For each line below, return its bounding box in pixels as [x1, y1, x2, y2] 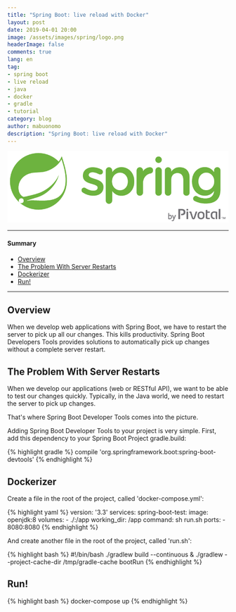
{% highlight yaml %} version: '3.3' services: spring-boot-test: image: [7, 508, 209, 517]
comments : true [7, 49, 52, 56]
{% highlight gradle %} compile [7, 448, 98, 456]
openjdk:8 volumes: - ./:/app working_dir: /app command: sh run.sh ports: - [7, 516, 226, 524]
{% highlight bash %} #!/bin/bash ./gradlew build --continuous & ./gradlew [7, 550, 223, 559]
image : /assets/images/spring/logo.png [7, 34, 124, 41]
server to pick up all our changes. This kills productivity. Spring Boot [7, 330, 205, 339]
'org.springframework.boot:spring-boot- [99, 448, 216, 456]
